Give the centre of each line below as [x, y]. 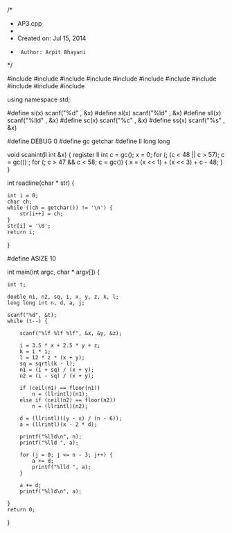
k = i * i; [35, 352]
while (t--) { [28, 321]
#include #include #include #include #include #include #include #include [112, 79]
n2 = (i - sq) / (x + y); [57, 376]
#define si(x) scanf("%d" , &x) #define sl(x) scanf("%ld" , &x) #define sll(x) [114, 113]
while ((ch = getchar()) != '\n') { [60, 208]
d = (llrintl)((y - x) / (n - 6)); [71, 418]
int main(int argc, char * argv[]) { [54, 272]
